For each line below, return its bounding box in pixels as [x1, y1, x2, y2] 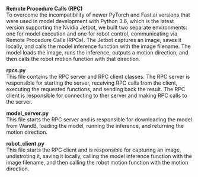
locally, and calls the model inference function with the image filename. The [6, 43, 191, 50]
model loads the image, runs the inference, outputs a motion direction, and [6, 49, 189, 56]
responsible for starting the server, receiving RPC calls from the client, [6, 79, 178, 86]
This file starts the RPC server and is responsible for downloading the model [6, 116, 193, 123]
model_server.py [6, 110, 49, 117]
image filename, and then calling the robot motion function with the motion [6, 159, 189, 166]
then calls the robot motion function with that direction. [6, 56, 140, 62]
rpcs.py [6, 67, 26, 73]
